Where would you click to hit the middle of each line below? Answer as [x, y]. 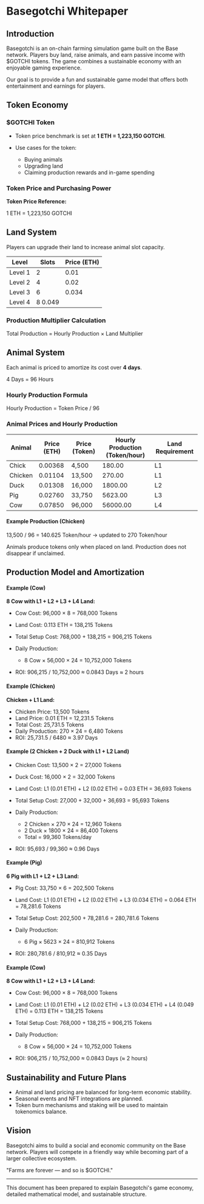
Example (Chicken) [31, 686]
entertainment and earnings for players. [56, 86]
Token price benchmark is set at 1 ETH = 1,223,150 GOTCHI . [90, 136]
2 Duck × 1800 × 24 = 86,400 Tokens [71, 830]
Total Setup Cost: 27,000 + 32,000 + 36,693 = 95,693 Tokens [92, 800]
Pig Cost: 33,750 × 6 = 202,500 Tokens [64, 888]
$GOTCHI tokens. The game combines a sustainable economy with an [94, 61]
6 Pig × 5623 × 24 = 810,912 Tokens [70, 941]
